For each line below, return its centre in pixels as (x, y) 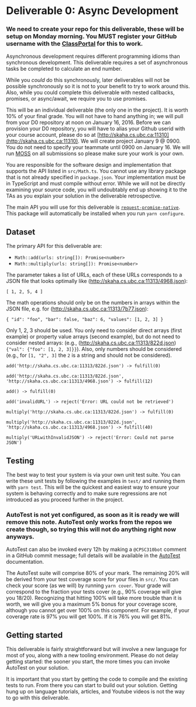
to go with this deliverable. (38, 698)
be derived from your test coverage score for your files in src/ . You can (92, 580)
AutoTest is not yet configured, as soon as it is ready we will (93, 515)
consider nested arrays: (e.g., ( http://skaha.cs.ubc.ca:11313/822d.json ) (91, 343)
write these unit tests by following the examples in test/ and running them (96, 481)
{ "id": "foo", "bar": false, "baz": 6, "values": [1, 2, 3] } (85, 320)
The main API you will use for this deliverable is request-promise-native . (93, 207)
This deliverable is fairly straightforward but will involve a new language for (97, 649)
